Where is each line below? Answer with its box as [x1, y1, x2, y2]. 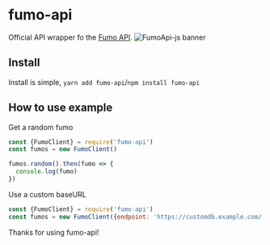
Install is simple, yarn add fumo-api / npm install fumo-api [8, 77, 200, 87]
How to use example [8, 101, 113, 115]
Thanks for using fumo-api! [8, 227, 99, 237]
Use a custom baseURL [8, 189, 86, 199]
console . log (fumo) [15, 167, 78, 175]
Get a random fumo [8, 122, 74, 132]
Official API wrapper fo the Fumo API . [8, 32, 133, 42]
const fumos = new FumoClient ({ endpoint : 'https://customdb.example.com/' [8, 213, 266, 221]
